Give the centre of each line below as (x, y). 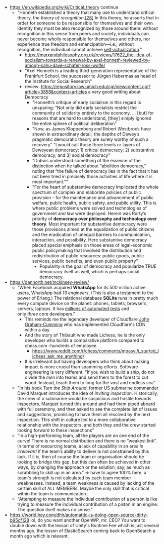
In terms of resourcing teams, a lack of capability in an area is (80, 446)
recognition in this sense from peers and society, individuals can (83, 34)
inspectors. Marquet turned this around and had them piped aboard (86, 404)
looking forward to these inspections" (55, 430)
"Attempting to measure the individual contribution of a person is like (87, 499)
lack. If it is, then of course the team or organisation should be (81, 457)
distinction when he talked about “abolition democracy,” (89, 166)
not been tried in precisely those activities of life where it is (92, 176)
